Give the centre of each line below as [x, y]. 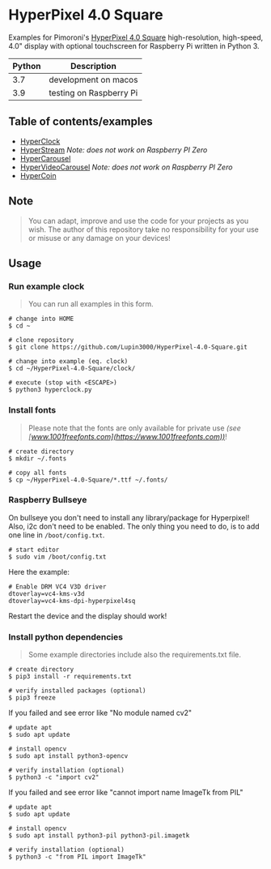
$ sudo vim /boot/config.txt [57, 557]
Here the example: [39, 571]
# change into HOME [41, 319]
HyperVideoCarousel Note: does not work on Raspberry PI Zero [126, 167]
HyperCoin [38, 175]
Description [93, 66]
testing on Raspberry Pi [93, 92]
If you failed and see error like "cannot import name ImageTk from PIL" [126, 793]
